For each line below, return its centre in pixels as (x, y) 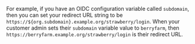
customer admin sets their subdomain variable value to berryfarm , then (93, 28)
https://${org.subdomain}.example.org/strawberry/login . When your (93, 21)
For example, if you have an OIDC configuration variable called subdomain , (98, 9)
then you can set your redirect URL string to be (65, 15)
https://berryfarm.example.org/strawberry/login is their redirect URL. (94, 34)
